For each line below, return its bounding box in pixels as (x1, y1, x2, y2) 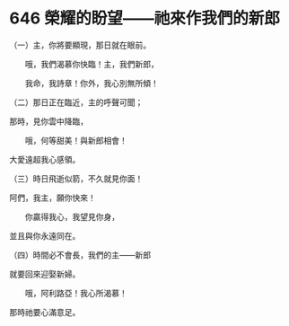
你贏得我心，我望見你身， (24, 211, 119, 222)
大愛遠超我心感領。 (9, 154, 81, 164)
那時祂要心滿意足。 (9, 306, 81, 317)
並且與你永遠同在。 (9, 230, 81, 241)
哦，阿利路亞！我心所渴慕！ (24, 287, 127, 298)
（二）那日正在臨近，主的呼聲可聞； (9, 96, 144, 108)
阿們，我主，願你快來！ (9, 192, 96, 203)
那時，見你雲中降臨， (9, 116, 88, 127)
